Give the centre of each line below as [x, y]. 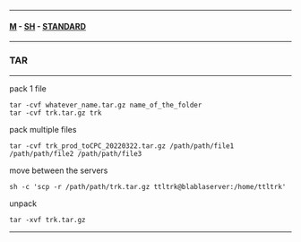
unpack [23, 203]
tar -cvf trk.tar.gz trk [56, 113]
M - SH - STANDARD [48, 26]
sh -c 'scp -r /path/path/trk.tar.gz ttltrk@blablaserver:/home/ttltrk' [148, 186]
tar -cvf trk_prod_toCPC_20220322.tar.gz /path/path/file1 [122, 146]
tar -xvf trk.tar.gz [48, 220]
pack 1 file [28, 88]
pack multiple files [43, 129]
